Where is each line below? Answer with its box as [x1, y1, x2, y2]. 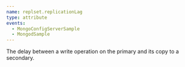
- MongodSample [12, 31, 50, 37]
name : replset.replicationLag [6, 8, 83, 15]
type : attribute [6, 14, 47, 21]
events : [6, 20, 26, 26]
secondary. [6, 54, 35, 62]
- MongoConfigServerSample [12, 25, 80, 32]
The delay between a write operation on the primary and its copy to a [6, 48, 179, 55]
